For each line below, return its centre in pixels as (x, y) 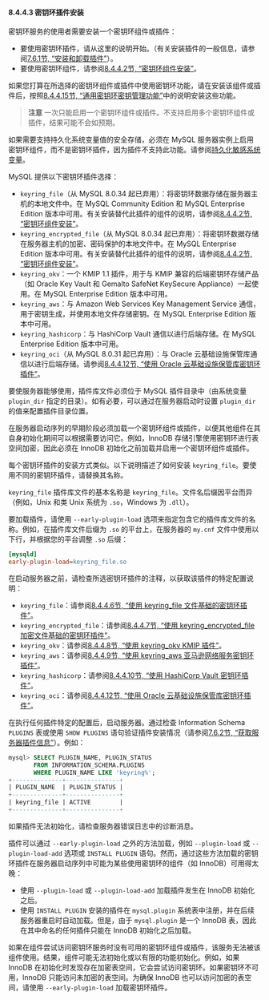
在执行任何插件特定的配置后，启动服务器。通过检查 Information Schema (127, 722)
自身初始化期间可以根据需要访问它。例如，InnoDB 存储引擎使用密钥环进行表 (133, 438)
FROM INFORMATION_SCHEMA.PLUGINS (89, 765)
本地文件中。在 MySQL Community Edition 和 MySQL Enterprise (140, 204)
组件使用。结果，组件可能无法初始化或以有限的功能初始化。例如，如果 (124, 957)
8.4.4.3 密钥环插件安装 (46, 12)
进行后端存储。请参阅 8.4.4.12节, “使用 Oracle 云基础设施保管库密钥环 (147, 364)
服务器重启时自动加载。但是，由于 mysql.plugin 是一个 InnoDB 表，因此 (138, 920)
